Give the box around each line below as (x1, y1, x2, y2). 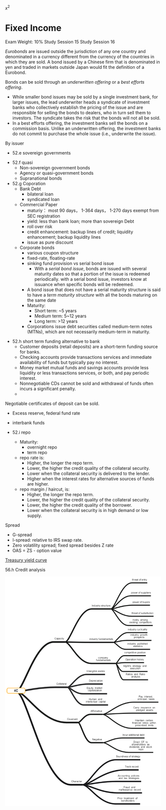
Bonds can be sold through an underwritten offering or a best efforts (5, 79, 145, 85)
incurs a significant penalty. (19, 386, 76, 392)
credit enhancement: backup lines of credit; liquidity (27, 229, 133, 235)
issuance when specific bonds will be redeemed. (34, 281, 134, 287)
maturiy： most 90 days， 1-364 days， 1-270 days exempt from (27, 207, 159, 213)
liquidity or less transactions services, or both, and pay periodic (19, 370, 150, 376)
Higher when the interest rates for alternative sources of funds (27, 475, 155, 482)
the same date (27, 297, 57, 303)
